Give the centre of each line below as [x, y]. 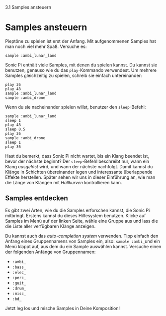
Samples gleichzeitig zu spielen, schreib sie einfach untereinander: [74, 75]
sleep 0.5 [15, 129]
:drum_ [19, 288]
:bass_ [19, 267]
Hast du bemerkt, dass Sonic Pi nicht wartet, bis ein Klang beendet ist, [77, 156]
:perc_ [19, 278]
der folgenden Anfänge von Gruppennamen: [50, 252]
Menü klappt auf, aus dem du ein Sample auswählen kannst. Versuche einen [83, 246]
